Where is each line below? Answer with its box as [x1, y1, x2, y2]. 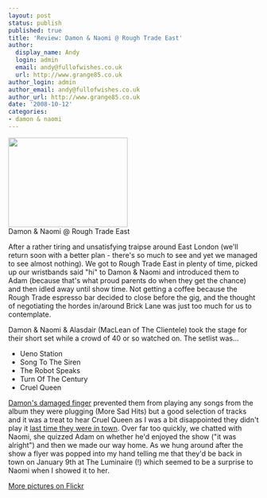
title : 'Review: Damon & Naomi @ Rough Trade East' [8, 33, 183, 42]
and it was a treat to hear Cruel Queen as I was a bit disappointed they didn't [8, 414, 259, 424]
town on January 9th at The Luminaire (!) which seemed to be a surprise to [8, 457, 253, 466]
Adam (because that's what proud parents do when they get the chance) [8, 275, 246, 285]
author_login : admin [8, 78, 77, 86]
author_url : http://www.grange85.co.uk [8, 93, 141, 101]
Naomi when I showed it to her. [8, 465, 110, 475]
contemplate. [8, 309, 52, 319]
